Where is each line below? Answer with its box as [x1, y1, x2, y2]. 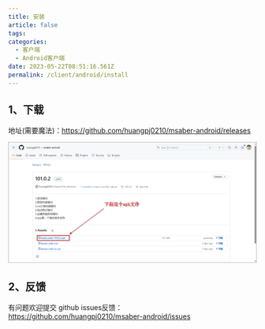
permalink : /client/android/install [8, 71, 129, 79]
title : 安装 [8, 13, 45, 21]
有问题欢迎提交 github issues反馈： [8, 302, 123, 312]
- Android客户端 [15, 54, 65, 62]
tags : [8, 29, 26, 37]
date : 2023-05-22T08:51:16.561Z [8, 63, 114, 71]
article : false [8, 21, 58, 29]
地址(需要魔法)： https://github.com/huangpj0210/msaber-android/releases [8, 125, 251, 135]
